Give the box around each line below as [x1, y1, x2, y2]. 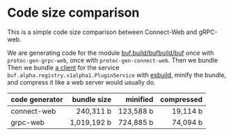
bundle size [72, 94, 112, 104]
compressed [159, 94, 203, 104]
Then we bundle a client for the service [7, 63, 120, 71]
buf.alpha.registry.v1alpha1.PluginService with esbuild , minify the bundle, [7, 71, 227, 79]
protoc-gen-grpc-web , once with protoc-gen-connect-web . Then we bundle [7, 56, 218, 64]
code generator [10, 94, 63, 104]
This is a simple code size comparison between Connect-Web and [7, 28, 198, 36]
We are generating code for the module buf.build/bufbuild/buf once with [7, 49, 214, 57]
